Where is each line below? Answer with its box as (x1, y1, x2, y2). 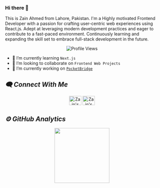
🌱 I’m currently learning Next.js (12, 55, 76, 61)
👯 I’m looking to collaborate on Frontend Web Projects (12, 61, 120, 66)
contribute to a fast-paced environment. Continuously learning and (5, 31, 140, 37)
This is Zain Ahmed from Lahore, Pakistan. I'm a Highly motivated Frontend (5, 16, 156, 21)
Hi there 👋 (5, 4, 29, 11)
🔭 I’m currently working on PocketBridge (12, 65, 93, 71)
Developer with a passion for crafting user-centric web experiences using (5, 21, 153, 26)
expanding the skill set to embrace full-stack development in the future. (5, 36, 149, 42)
